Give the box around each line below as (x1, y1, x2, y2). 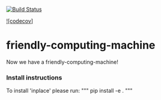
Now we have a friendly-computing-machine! (6, 58, 119, 66)
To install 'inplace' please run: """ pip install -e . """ (6, 87, 133, 95)
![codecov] (6, 17, 34, 24)
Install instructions (6, 73, 62, 81)
